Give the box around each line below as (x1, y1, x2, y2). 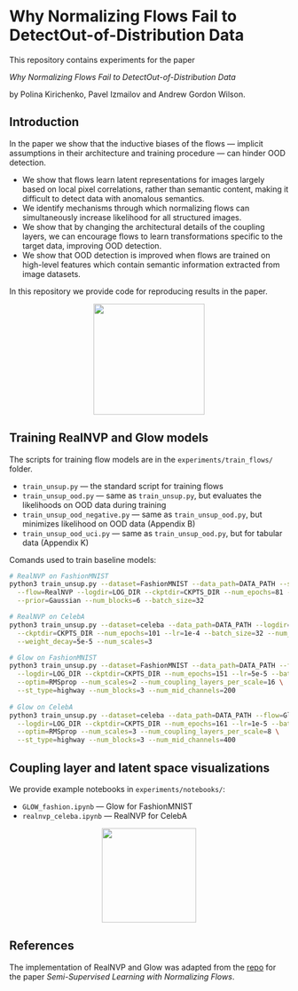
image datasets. (21, 268, 82, 279)
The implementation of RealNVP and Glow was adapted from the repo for (9, 962, 277, 972)
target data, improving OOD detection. (21, 240, 162, 250)
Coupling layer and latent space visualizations (9, 760, 271, 775)
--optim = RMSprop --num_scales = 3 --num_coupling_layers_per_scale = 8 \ (17, 727, 279, 736)
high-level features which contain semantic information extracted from (21, 259, 280, 270)
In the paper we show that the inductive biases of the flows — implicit (9, 138, 263, 148)
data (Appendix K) (21, 537, 90, 548)
